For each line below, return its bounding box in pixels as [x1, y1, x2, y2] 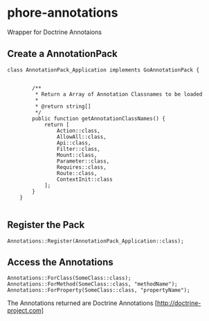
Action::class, [56, 127, 100, 134]
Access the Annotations [7, 256, 113, 268]
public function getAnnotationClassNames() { [32, 115, 166, 122]
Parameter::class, [56, 158, 110, 165]
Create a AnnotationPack [7, 48, 118, 60]
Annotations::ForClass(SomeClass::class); [7, 274, 131, 282]
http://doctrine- [156, 299, 201, 307]
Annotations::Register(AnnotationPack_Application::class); [7, 238, 185, 245]
